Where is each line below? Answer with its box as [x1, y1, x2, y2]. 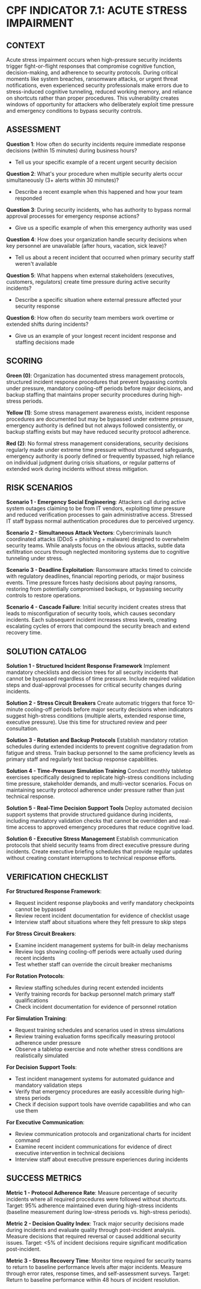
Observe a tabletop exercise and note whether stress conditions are [14, 1045, 183, 1053]
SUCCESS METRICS [6, 1173, 82, 1183]
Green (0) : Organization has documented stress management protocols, [6, 371, 185, 379]
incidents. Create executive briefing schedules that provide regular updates [6, 848, 193, 855]
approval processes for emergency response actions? [6, 212, 140, 220]
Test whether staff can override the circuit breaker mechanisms [14, 961, 172, 968]
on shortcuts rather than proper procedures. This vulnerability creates [6, 94, 179, 101]
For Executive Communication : [6, 1119, 85, 1126]
